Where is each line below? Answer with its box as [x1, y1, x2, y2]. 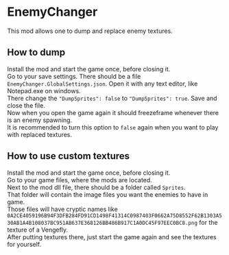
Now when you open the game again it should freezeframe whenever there [7, 108, 219, 117]
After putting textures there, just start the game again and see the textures [7, 232, 217, 241]
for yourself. [7, 240, 42, 248]
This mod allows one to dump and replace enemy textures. [7, 27, 173, 35]
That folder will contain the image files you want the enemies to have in [7, 190, 208, 199]
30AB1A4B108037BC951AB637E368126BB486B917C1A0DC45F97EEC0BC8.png [7, 219, 197, 226]
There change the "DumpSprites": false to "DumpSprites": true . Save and [7, 94, 217, 102]
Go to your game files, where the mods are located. [7, 175, 152, 184]
